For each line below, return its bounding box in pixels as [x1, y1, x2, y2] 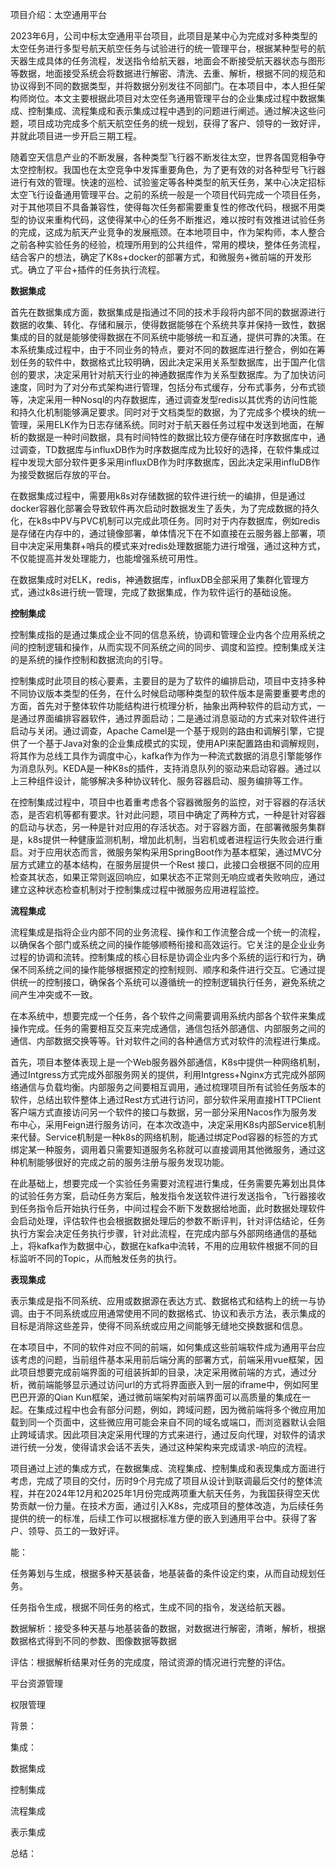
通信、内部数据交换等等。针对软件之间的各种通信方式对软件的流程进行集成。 [10, 1035, 326, 1047]
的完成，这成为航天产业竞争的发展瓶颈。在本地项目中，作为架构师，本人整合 [10, 226, 326, 238]
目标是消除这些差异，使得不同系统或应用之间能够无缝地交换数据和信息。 [10, 1320, 308, 1332]
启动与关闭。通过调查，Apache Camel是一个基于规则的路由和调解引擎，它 [10, 725, 317, 737]
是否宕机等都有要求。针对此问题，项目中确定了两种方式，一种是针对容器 [27, 809, 326, 820]
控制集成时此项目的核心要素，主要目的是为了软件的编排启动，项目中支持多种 [10, 675, 326, 687]
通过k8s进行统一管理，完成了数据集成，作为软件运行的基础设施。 [27, 586, 297, 598]
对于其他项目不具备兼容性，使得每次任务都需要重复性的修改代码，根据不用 [10, 201, 317, 213]
